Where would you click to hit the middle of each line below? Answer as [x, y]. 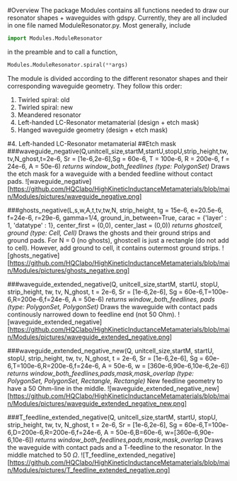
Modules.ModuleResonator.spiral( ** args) [68, 65]
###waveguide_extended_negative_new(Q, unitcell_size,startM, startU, [111, 350]
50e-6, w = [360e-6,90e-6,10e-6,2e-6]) [172, 365]
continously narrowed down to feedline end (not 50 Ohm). [92, 314]
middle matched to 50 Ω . [44, 455]
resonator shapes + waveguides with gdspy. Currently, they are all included [117, 18]
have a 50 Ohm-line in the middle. [57, 388]
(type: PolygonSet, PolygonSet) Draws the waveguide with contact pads [112, 306]
